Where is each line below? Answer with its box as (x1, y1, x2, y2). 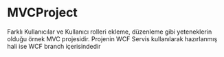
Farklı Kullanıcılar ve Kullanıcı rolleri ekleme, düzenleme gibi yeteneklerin (7, 27, 212, 36)
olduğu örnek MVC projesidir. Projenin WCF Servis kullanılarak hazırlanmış (7, 34, 218, 43)
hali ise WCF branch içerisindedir (7, 42, 101, 50)
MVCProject (7, 5, 78, 21)
